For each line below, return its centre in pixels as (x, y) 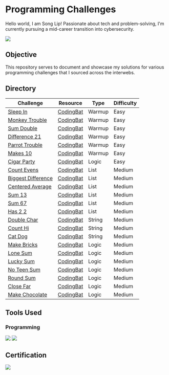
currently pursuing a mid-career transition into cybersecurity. (70, 29)
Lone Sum (20, 253)
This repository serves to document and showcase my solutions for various (85, 67)
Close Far (19, 286)
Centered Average (30, 186)
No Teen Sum (24, 270)
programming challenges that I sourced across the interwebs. (70, 72)
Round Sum (22, 278)
